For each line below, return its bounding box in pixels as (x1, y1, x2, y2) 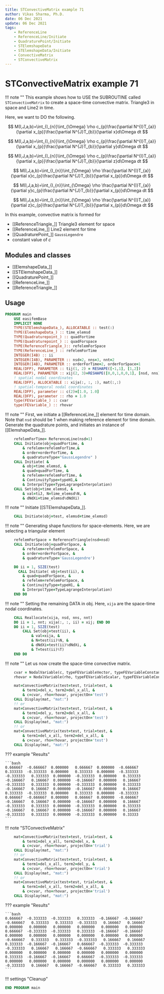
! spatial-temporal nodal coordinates (14, 384, 93, 389)
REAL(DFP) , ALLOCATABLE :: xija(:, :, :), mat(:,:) (14, 380, 121, 385)
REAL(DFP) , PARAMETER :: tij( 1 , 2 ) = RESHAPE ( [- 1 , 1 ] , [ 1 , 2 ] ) (14, 366, 141, 372)
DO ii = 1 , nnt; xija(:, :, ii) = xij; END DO (14, 619, 110, 625)
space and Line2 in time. (5, 105, 55, 110)
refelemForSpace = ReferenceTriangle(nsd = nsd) (14, 537, 110, 543)
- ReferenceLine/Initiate (14, 35, 67, 40)
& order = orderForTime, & (22, 450, 73, 455)
